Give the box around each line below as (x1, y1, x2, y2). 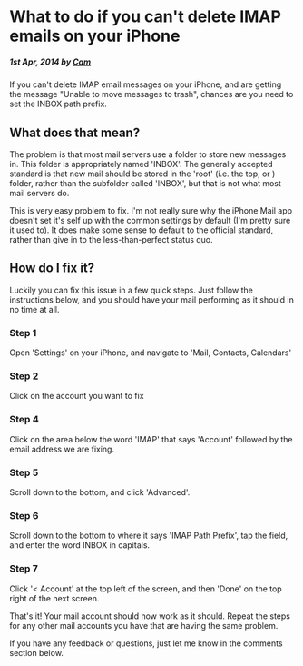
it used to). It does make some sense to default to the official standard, (9, 224, 274, 235)
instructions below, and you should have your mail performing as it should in (9, 293, 295, 305)
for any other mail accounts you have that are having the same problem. (9, 620, 279, 631)
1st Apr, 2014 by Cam (9, 56, 92, 67)
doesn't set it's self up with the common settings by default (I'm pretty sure (9, 214, 291, 225)
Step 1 (9, 326, 37, 339)
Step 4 (9, 413, 39, 426)
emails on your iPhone (9, 25, 181, 46)
